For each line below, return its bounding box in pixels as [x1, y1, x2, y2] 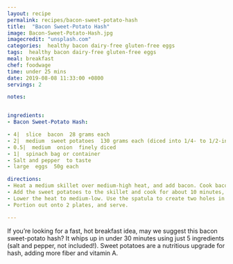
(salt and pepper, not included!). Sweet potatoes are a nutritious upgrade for [7, 241, 225, 249]
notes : [7, 94, 26, 100]
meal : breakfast [7, 55, 54, 62]
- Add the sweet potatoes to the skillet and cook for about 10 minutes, [7, 188, 225, 195]
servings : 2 [7, 81, 42, 88]
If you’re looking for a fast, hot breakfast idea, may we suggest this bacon [7, 227, 218, 235]
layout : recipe [7, 10, 51, 17]
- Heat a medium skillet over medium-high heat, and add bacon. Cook [7, 182, 213, 189]
